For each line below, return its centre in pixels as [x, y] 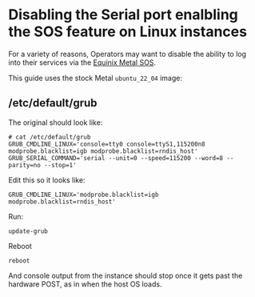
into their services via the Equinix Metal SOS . [82, 62]
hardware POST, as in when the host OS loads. [85, 284]
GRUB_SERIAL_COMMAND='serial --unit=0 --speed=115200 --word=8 [116, 158]
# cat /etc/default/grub [50, 137]
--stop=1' [60, 165]
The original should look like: [56, 122]
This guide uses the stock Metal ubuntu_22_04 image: [95, 78]
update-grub [28, 231]
